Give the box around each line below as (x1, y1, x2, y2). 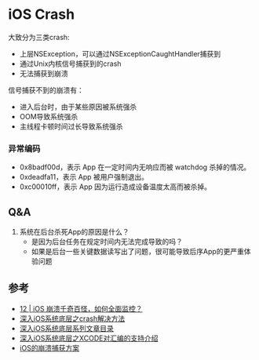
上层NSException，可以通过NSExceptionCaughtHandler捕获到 (19, 49, 221, 58)
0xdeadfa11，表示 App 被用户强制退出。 (19, 173, 149, 182)
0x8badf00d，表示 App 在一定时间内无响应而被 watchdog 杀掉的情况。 (19, 162, 251, 172)
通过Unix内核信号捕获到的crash (19, 59, 122, 68)
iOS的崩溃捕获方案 (19, 343, 80, 352)
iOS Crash (8, 5, 75, 24)
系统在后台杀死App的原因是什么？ (19, 227, 129, 237)
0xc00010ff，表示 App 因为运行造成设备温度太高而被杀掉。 (19, 182, 212, 191)
